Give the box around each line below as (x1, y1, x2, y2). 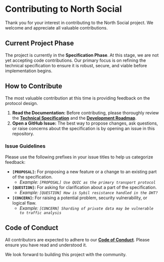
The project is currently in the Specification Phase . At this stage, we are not (5, 52, 159, 58)
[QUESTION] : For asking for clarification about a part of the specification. (12, 184, 157, 190)
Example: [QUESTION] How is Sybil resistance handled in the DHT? (19, 189, 158, 195)
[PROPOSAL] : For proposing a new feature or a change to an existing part (12, 168, 157, 175)
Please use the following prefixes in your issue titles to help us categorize (5, 154, 153, 160)
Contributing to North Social (5, 3, 122, 15)
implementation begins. (5, 68, 52, 74)
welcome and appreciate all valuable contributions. (5, 25, 108, 30)
